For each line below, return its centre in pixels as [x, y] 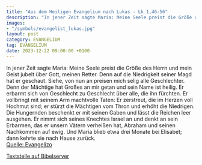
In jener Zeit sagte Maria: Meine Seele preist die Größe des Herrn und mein [99, 68]
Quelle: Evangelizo [29, 144]
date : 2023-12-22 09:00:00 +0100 [48, 51]
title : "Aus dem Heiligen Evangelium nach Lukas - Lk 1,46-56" [87, 12]
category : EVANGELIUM [33, 40]
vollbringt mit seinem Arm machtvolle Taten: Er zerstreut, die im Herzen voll [100, 100]
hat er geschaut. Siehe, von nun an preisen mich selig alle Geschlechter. [96, 80]
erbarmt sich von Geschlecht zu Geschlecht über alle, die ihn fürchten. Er [97, 93]
